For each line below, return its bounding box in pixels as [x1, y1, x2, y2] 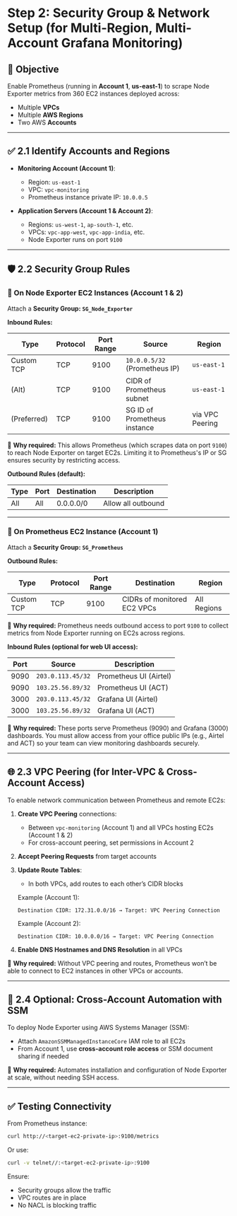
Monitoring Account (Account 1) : [17, 164, 116, 173]
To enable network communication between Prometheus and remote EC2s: [7, 796, 226, 804]
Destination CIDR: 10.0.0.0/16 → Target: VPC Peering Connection [17, 932, 214, 940]
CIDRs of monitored [122, 594, 188, 604]
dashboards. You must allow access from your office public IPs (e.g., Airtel [7, 731, 224, 740]
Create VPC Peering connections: [17, 809, 117, 818]
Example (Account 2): [17, 919, 81, 927]
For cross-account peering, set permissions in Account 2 [28, 838, 194, 847]
